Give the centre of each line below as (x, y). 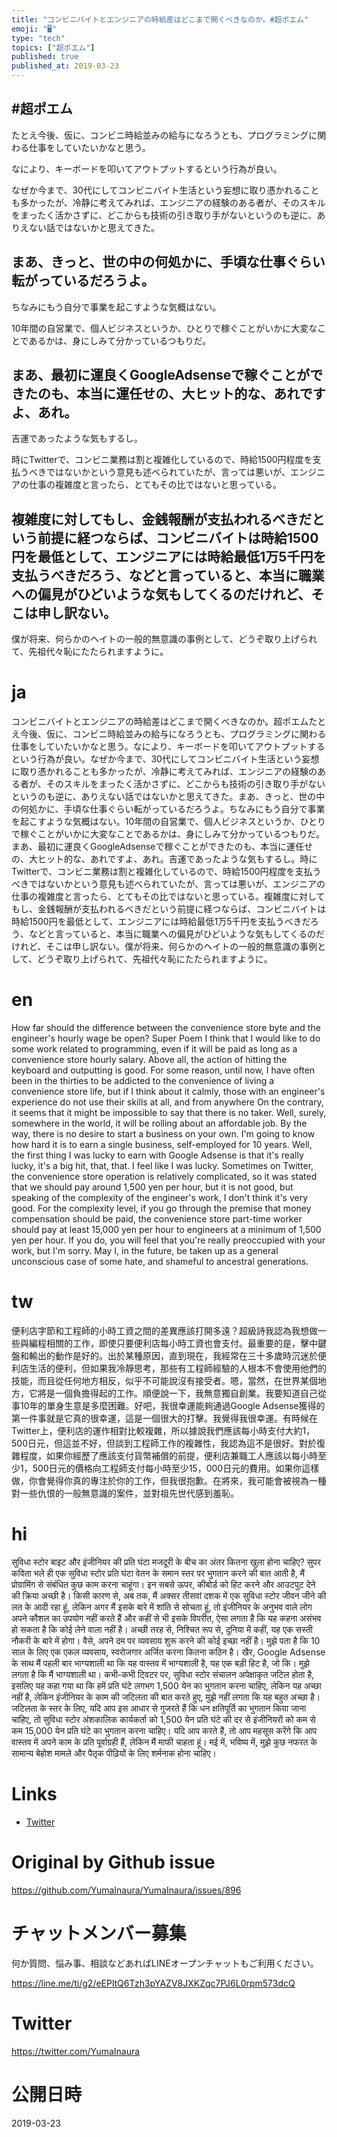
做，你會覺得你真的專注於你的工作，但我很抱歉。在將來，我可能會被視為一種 (169, 1481)
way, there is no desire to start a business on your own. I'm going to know (163, 1134)
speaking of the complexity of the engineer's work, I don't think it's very (160, 1198)
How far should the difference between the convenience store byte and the (166, 1028)
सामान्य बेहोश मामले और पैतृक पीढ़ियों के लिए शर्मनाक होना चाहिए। (114, 1753)
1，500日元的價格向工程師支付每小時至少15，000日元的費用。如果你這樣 (169, 1468)
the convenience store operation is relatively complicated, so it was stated (164, 1177)
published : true (45, 57)
